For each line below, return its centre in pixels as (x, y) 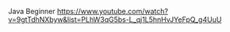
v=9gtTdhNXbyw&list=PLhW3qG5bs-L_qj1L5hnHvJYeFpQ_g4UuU (115, 20)
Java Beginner (32, 11)
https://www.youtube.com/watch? (113, 11)
